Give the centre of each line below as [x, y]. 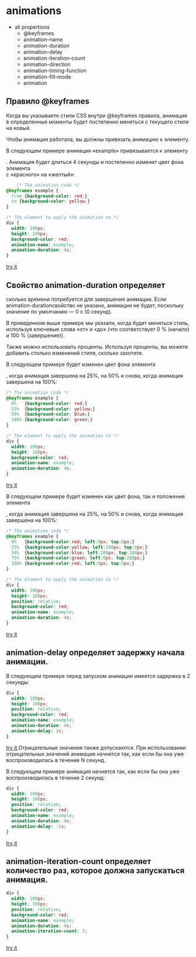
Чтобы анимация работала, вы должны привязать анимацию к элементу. [98, 139]
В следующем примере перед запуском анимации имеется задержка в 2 [98, 676]
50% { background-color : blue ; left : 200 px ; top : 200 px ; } [80, 553]
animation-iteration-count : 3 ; [49, 931]
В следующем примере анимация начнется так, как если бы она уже [93, 771]
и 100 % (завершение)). [36, 335]
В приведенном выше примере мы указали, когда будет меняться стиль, [98, 323]
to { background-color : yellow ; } [51, 201]
